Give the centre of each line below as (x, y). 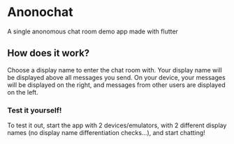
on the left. (23, 92)
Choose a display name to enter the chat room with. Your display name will (115, 70)
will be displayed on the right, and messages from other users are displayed (116, 85)
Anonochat (40, 12)
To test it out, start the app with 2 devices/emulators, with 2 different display (117, 125)
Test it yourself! (35, 110)
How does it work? (49, 53)
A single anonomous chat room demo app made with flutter (93, 31)
